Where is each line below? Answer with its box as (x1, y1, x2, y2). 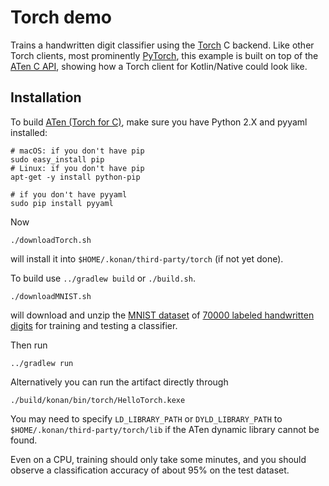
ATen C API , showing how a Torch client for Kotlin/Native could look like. (10, 60, 308, 72)
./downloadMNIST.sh (10, 291, 92, 301)
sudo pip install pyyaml (10, 198, 114, 208)
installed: (10, 126, 48, 138)
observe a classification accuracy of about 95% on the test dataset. (10, 464, 290, 476)
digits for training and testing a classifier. (10, 319, 178, 331)
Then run (10, 339, 48, 351)
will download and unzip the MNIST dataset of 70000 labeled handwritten (10, 309, 315, 321)
